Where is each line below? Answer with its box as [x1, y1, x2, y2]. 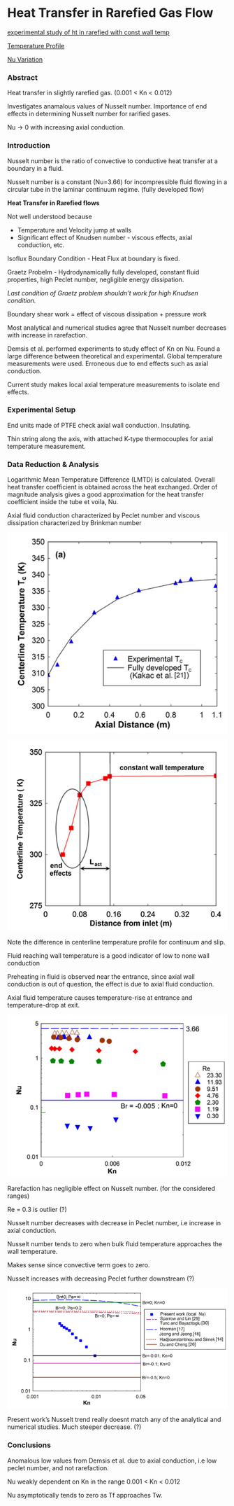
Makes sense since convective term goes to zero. [7, 1260, 150, 1269]
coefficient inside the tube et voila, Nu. [7, 498, 119, 506]
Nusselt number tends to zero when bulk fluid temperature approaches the [7, 1239, 222, 1248]
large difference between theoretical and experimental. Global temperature [7, 351, 223, 360]
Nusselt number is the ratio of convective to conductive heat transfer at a [7, 156, 218, 165]
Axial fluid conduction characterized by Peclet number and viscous [7, 511, 200, 520]
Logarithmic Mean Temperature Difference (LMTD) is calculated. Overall [7, 475, 215, 484]
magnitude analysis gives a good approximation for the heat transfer [7, 490, 204, 498]
